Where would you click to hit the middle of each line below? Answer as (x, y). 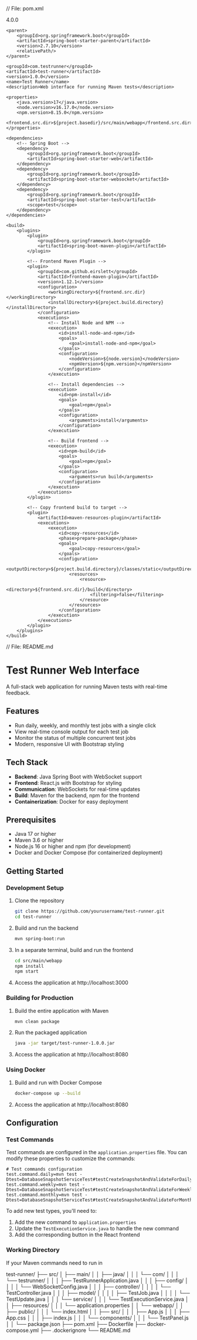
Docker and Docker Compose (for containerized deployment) (89, 853)
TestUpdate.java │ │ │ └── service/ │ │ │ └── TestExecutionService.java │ (98, 1299)
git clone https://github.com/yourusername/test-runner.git (89, 912)
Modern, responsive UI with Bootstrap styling (69, 744)
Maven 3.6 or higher (39, 840)
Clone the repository (39, 901)
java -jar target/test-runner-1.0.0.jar (64, 1043)
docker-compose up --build (47, 1093)
